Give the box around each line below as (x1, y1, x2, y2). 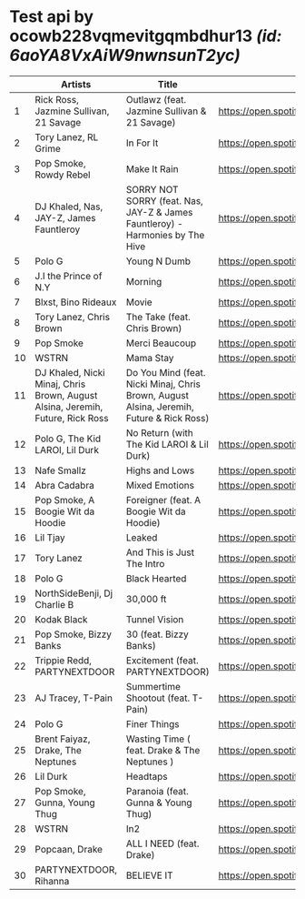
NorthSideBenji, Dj (34, 587, 113, 600)
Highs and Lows (125, 464, 195, 477)
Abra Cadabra (34, 479, 95, 491)
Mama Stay (125, 351, 174, 364)
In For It (125, 136, 159, 149)
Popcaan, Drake (34, 843, 103, 855)
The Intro (125, 557, 165, 570)
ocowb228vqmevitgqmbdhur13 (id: (9, 25, 282, 46)
